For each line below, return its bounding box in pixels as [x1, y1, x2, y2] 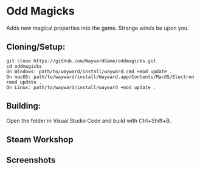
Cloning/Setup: [6, 42, 66, 52]
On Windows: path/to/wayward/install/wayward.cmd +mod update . [6, 68, 173, 75]
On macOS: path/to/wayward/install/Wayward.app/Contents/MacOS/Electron [6, 74, 195, 80]
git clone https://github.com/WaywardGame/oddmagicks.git [6, 58, 156, 64]
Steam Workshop [6, 134, 74, 145]
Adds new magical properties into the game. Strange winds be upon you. [6, 24, 190, 31]
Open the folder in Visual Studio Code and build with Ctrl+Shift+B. [6, 117, 171, 124]
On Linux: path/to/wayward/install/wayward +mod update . [6, 84, 156, 90]
